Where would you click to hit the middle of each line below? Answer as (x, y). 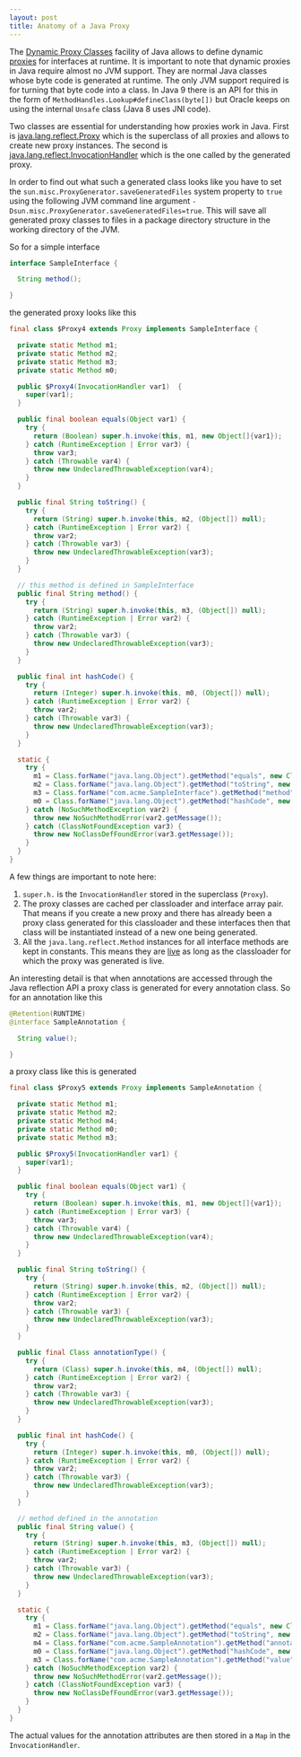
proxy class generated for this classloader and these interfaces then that (156, 922)
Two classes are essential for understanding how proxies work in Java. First (149, 126)
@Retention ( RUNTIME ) (48, 1014)
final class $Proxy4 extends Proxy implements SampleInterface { (133, 329)
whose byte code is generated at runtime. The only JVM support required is (149, 80)
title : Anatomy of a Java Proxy (69, 26)
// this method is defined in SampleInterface (106, 585)
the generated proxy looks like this (73, 313)
